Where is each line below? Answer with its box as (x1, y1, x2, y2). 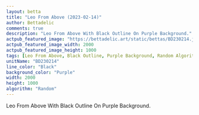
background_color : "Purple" (6, 69, 76, 75)
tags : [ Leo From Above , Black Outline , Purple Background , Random (6, 53, 174, 59)
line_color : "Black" (6, 63, 57, 70)
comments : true (6, 25, 44, 31)
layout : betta (6, 8, 41, 15)
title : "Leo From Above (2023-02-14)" (6, 14, 102, 20)
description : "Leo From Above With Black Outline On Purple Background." (6, 31, 192, 37)
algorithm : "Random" (6, 86, 57, 92)
